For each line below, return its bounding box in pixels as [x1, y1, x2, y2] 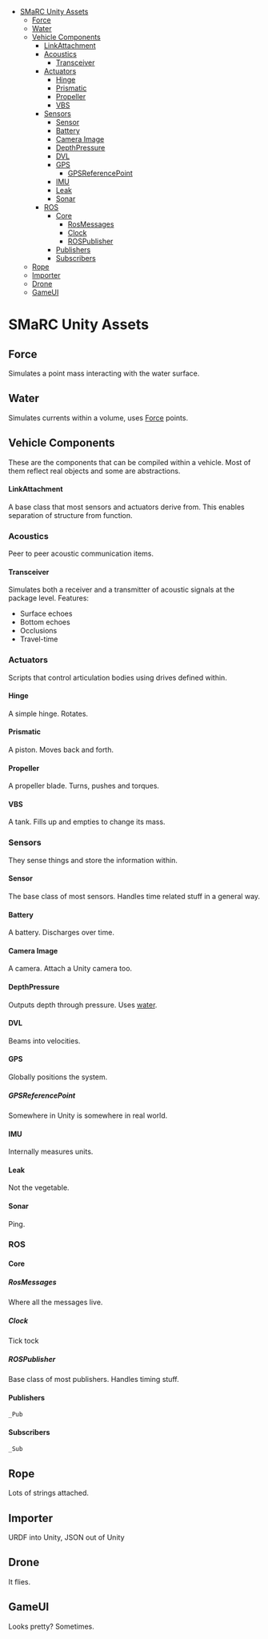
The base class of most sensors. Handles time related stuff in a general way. [8, 891, 261, 901]
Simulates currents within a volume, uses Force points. [8, 412, 189, 423]
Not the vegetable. [8, 1183, 70, 1192]
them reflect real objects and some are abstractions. [8, 466, 181, 476]
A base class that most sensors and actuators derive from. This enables [8, 502, 246, 512]
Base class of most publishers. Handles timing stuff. [8, 1374, 179, 1384]
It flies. [8, 1577, 31, 1586]
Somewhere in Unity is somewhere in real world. [8, 1111, 168, 1120]
